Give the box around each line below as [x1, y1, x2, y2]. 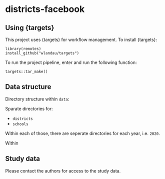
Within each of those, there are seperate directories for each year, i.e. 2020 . [5, 130, 160, 136]
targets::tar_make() [5, 69, 48, 74]
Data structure [5, 82, 51, 91]
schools [12, 121, 28, 126]
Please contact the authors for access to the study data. [5, 167, 121, 173]
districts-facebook [5, 3, 85, 15]
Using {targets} [5, 23, 54, 32]
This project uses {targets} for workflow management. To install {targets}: [5, 36, 157, 42]
